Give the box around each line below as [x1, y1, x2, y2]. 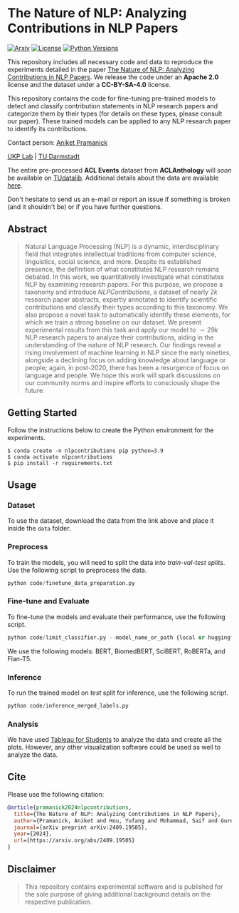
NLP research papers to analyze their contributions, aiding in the [24, 333, 214, 342]
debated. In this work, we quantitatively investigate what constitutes [24, 272, 224, 281]
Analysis [7, 719, 39, 729]
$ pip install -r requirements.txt [7, 459, 113, 466]
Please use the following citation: [7, 790, 105, 798]
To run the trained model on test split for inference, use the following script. [7, 688, 229, 697]
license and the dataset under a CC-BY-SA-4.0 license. [7, 80, 171, 88]
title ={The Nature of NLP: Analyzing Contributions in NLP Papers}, [14, 810, 221, 817]
